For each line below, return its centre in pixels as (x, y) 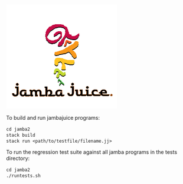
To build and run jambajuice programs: (53, 118)
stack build (21, 135)
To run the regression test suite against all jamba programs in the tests (92, 152)
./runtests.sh (24, 176)
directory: (18, 158)
